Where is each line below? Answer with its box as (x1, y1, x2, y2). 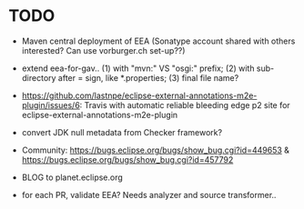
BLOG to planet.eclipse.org (21, 172, 124, 183)
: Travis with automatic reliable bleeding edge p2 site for (79, 99, 290, 110)
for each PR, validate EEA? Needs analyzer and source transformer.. (21, 189, 277, 200)
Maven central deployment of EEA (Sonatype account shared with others (21, 35, 296, 46)
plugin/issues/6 (21, 99, 81, 110)
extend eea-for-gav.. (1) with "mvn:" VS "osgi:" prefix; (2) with (21, 63, 255, 74)
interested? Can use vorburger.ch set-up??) (21, 45, 186, 55)
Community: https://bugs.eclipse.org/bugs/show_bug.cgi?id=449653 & (21, 144, 290, 155)
